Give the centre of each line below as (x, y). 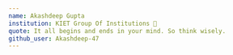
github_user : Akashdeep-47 (54, 38)
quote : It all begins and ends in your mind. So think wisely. (117, 31)
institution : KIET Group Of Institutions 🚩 (83, 23)
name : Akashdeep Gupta (47, 16)
